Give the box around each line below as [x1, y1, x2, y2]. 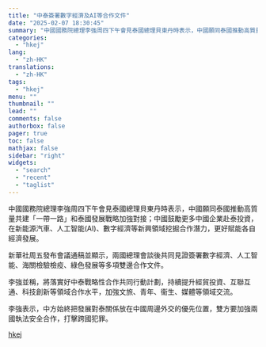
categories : [8, 33, 47, 42]
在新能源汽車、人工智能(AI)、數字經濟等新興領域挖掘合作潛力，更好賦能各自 [8, 223, 256, 233]
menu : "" [8, 93, 37, 101]
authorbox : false [8, 122, 66, 130]
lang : [8, 48, 26, 56]
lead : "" [8, 108, 37, 116]
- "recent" [15, 173, 51, 182]
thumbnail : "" [8, 100, 55, 108]
